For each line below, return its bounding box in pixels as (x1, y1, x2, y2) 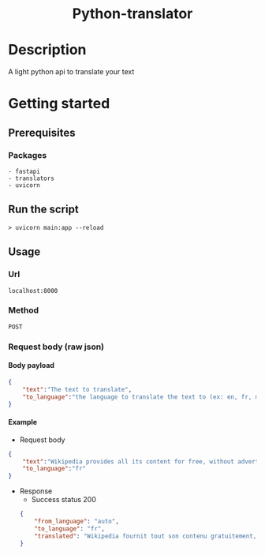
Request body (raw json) (8, 341, 105, 352)
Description (8, 41, 87, 59)
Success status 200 (31, 495, 97, 504)
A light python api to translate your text (8, 67, 135, 77)
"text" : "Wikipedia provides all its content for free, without (22, 457, 235, 466)
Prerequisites (8, 126, 76, 139)
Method (8, 305, 39, 316)
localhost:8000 (8, 287, 58, 294)
